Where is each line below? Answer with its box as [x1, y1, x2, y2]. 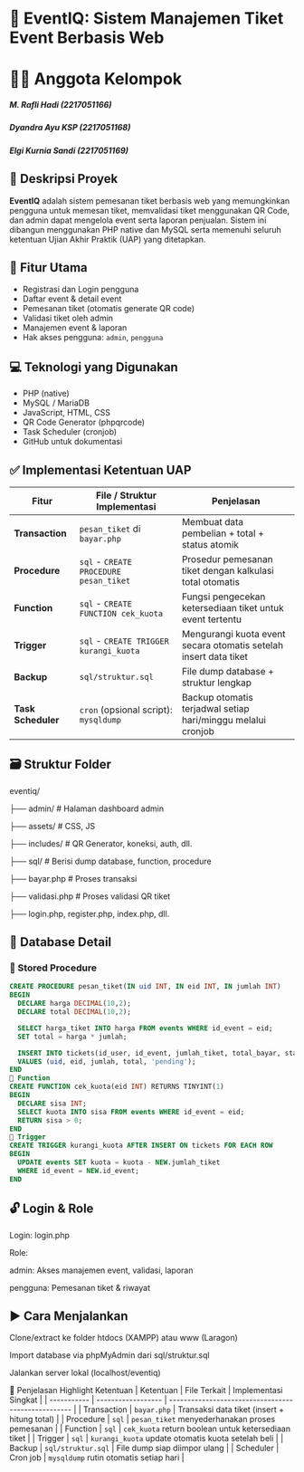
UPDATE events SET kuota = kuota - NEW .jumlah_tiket [17, 1158, 221, 1167]
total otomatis [181, 575, 240, 588]
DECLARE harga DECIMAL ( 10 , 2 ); [17, 999, 131, 1008]
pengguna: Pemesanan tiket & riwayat [9, 1282, 151, 1293]
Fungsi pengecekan [181, 590, 266, 603]
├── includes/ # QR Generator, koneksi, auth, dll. [9, 837, 193, 849]
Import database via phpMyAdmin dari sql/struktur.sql [9, 1350, 210, 1361]
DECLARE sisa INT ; [17, 1099, 88, 1108]
